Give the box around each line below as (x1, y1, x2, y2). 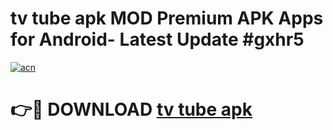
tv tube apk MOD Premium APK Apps (10, 7, 324, 30)
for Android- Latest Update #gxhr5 (10, 28, 305, 51)
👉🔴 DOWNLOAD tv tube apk (10, 98, 253, 121)
